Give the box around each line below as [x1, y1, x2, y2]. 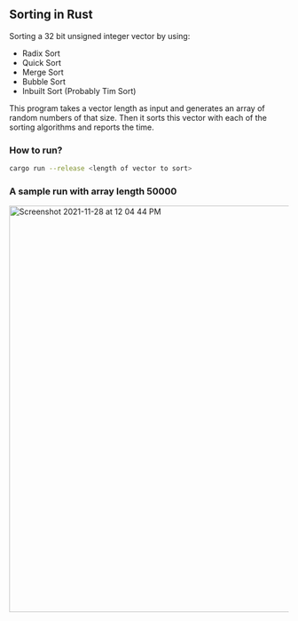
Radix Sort [21, 48, 60, 59]
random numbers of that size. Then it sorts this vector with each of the [9, 112, 268, 123]
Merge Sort [21, 67, 64, 77]
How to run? [9, 144, 63, 156]
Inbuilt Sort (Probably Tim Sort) [21, 85, 137, 96]
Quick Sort [21, 57, 62, 68]
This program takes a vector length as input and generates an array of [9, 102, 265, 114]
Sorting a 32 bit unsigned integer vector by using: [9, 30, 191, 41]
